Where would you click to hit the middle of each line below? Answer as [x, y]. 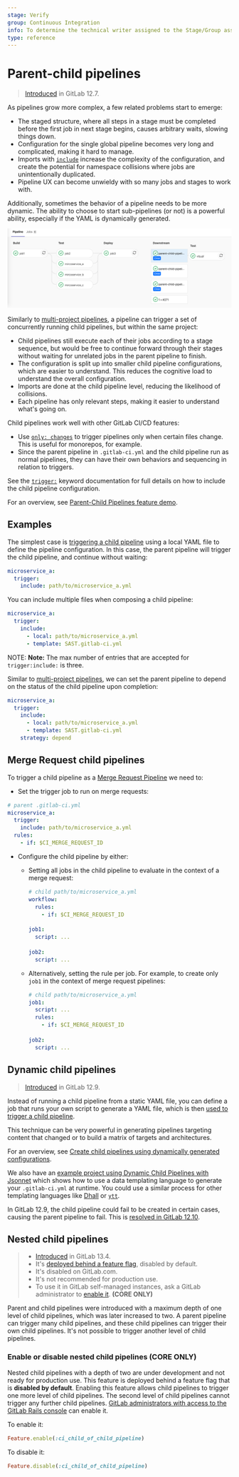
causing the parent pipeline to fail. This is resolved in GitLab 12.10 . [104, 1216]
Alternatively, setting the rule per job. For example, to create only [123, 973]
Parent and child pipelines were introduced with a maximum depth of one [115, 1308]
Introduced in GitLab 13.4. [73, 1256]
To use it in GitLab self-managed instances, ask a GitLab [118, 1287]
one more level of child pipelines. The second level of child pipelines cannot [118, 1395]
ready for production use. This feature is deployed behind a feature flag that [119, 1380]
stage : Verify [28, 15]
